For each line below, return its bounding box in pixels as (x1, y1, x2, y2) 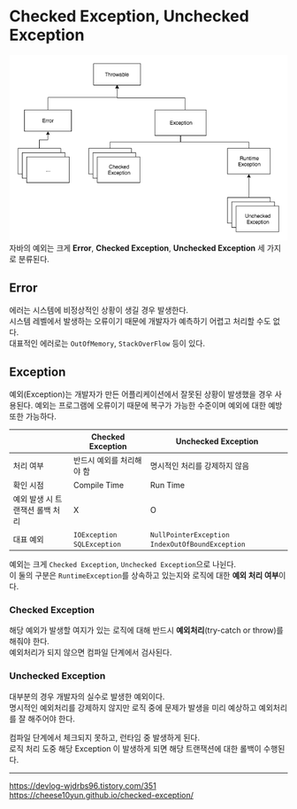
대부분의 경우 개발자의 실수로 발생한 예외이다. (9, 691, 165, 702)
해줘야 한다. (9, 636, 50, 647)
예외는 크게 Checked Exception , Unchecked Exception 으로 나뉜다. (9, 559, 237, 570)
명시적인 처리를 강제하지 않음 (149, 460, 250, 471)
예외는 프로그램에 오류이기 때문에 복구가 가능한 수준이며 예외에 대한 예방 (34, 401, 283, 411)
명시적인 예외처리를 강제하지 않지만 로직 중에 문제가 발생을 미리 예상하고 (9, 702, 257, 712)
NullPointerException (149, 530, 230, 540)
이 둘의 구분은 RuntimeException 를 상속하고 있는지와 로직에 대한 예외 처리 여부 (9, 570, 279, 581)
